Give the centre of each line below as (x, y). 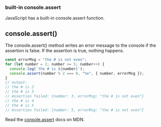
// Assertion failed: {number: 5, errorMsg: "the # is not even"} (75, 110)
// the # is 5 (20, 105)
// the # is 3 (20, 92)
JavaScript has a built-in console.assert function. (55, 18)
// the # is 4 (20, 101)
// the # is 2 (20, 87)
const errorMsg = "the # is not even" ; (46, 60)
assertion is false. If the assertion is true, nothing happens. (64, 51)
